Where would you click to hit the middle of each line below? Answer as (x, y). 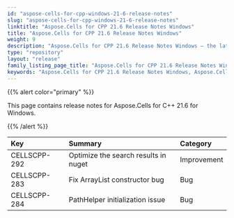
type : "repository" (36, 53)
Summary (85, 143)
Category (196, 143)
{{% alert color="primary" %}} (51, 92)
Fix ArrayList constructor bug (117, 180)
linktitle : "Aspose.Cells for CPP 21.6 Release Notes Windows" (101, 26)
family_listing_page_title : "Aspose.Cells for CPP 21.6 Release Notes (112, 65)
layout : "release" (34, 59)
